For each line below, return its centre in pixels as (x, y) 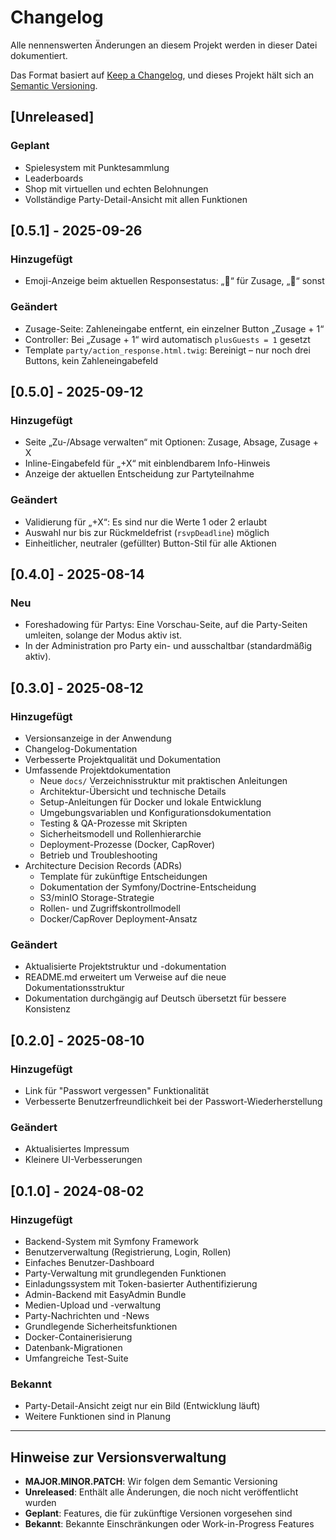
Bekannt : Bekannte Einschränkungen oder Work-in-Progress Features (169, 1524)
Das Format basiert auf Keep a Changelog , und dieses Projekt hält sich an (162, 75)
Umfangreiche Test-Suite (76, 1358)
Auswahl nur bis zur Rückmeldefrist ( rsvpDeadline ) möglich (147, 532)
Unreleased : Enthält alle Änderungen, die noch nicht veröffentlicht (161, 1492)
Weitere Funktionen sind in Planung (97, 1417)
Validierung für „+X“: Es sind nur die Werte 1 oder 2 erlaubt (146, 522)
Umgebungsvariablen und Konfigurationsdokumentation (155, 812)
